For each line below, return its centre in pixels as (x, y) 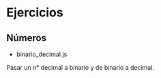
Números (27, 38)
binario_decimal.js (42, 54)
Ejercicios (35, 13)
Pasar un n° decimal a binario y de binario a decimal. (80, 67)
